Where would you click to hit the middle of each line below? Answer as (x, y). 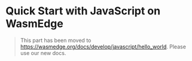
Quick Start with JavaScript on (83, 11)
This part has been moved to (56, 40)
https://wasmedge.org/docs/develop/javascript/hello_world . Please (103, 47)
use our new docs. (43, 53)
